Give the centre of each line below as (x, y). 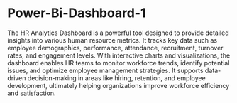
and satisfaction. (32, 93)
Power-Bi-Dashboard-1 (77, 13)
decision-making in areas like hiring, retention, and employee (116, 78)
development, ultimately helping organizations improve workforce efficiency (118, 85)
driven (17, 78)
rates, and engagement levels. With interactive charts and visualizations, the (119, 55)
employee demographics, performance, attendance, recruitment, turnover (115, 48)
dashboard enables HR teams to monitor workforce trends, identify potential (118, 63)
